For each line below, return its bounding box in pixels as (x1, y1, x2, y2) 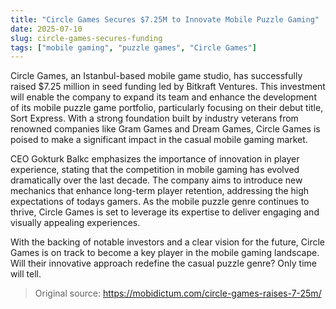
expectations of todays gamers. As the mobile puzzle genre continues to (10, 196, 310, 208)
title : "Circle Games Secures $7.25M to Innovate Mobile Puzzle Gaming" (10, 14, 320, 25)
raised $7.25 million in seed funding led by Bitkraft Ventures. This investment (10, 81, 326, 93)
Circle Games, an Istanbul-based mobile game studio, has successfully (10, 70, 303, 82)
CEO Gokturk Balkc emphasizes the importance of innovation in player (10, 153, 300, 165)
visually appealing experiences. (10, 217, 141, 229)
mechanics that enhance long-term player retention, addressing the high (10, 185, 310, 197)
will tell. (10, 268, 42, 280)
